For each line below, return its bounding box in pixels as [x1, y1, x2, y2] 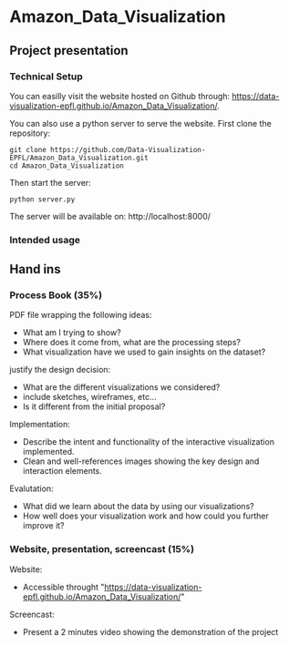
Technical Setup [9, 70, 84, 83]
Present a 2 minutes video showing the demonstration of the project [22, 626, 279, 637]
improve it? [22, 520, 66, 531]
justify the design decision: [9, 364, 111, 375]
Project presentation [9, 43, 129, 58]
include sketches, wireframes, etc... [22, 392, 157, 403]
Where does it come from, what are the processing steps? [22, 337, 242, 348]
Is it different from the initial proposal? [22, 401, 166, 412]
